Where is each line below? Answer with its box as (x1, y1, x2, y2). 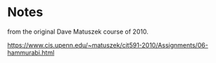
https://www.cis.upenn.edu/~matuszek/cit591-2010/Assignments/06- (7, 41, 209, 49)
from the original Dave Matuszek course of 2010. (7, 27, 149, 36)
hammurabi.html (7, 48, 55, 57)
